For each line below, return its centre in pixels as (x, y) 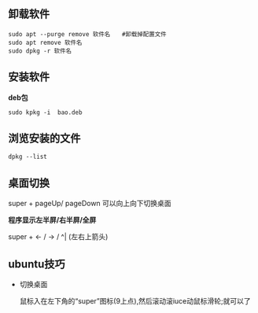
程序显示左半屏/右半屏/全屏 (52, 220)
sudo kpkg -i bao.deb (45, 112)
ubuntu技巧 (37, 264)
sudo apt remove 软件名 (45, 42)
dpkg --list (28, 157)
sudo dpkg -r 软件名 (40, 51)
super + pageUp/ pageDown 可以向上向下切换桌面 (90, 204)
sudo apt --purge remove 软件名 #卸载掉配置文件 (87, 34)
